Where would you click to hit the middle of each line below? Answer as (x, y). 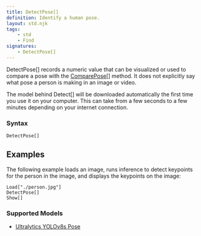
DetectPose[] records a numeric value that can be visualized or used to (96, 69)
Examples (25, 155)
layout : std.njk (27, 23)
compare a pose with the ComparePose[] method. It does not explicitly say (101, 76)
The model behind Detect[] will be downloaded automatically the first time (100, 94)
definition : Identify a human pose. (53, 18)
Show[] (15, 198)
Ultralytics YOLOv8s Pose (48, 227)
